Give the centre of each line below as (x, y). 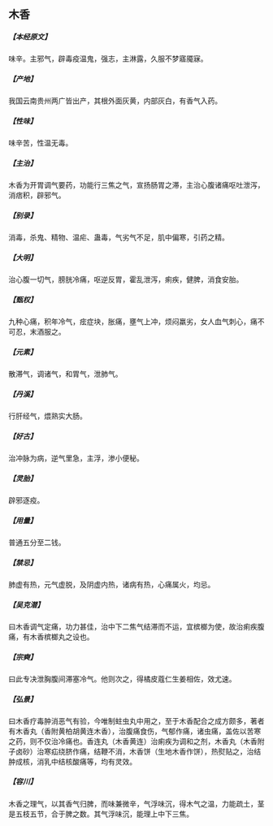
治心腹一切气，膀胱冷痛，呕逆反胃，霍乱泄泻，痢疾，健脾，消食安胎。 (126, 279)
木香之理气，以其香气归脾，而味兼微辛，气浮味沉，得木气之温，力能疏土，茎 (136, 803)
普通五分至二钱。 (37, 543)
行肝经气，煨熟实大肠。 (48, 416)
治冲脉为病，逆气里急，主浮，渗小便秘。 (76, 458)
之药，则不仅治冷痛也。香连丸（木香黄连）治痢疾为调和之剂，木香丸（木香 (133, 741)
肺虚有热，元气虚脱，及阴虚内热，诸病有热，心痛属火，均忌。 (112, 584)
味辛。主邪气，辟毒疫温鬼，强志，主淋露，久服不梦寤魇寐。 (108, 58)
